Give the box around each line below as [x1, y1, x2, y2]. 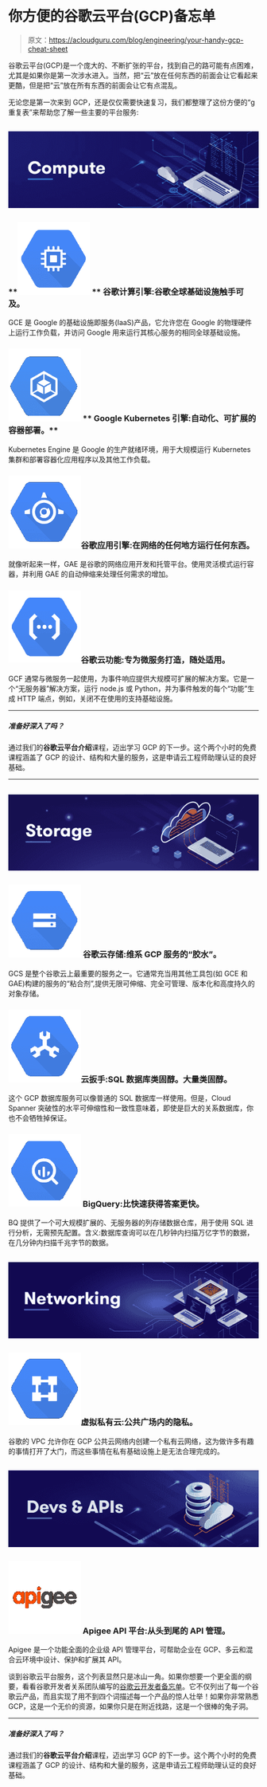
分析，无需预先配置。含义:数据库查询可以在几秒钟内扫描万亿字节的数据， [14, 1228, 254, 1238]
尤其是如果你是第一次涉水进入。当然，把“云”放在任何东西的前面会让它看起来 [8, 70, 258, 80]
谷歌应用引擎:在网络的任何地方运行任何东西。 [80, 540, 255, 551]
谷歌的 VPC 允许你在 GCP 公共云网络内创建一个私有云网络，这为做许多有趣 [8, 1436, 254, 1446]
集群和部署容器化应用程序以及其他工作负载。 [8, 454, 155, 464]
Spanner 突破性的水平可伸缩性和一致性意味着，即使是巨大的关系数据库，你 [8, 1103, 254, 1113]
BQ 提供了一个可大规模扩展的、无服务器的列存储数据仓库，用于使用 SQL [8, 1218, 245, 1227]
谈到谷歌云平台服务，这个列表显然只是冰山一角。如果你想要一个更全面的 [8, 1671, 245, 1682]
